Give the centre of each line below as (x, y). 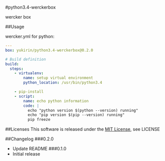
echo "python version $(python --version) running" (83, 110)
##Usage (15, 27)
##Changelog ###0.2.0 (29, 139)
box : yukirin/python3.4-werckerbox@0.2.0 (49, 50)
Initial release (26, 154)
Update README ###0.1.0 (39, 149)
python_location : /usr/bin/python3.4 (63, 83)
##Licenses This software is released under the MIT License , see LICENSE (82, 129)
